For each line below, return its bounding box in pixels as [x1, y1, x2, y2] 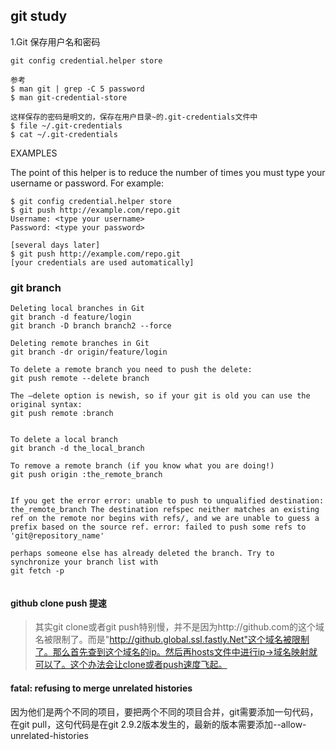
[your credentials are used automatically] [10, 257, 195, 268]
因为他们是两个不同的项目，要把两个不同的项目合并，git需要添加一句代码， [10, 705, 319, 718]
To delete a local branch [10, 435, 118, 445]
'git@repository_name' [10, 531, 105, 541]
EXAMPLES [10, 147, 58, 159]
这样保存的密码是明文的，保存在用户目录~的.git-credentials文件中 [10, 112, 258, 122]
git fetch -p [10, 566, 65, 576]
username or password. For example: [10, 177, 165, 189]
